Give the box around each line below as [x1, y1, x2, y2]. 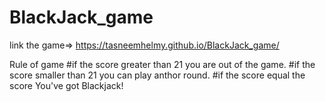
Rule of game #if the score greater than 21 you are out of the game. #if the [9, 58, 316, 70]
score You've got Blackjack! [9, 79, 124, 91]
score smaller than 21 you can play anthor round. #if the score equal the [9, 69, 306, 81]
